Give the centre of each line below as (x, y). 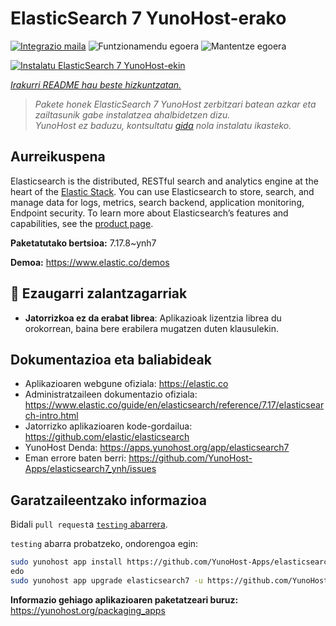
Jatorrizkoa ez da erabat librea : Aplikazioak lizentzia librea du (153, 318)
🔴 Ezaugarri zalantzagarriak (99, 293)
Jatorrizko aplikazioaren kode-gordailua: (108, 426)
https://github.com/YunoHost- (190, 458)
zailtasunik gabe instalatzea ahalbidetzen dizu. (132, 114)
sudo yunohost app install (66, 562)
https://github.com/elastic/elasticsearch (107, 437)
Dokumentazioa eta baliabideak (111, 359)
